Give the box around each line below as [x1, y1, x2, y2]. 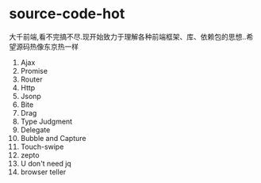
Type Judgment [20, 116, 73, 126]
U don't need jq [20, 158, 72, 168]
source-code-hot [9, 5, 125, 23]
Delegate [20, 124, 51, 135]
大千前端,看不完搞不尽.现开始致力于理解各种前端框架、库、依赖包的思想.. [9, 32, 247, 41]
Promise [20, 66, 48, 75]
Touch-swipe [20, 142, 64, 151]
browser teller [20, 167, 67, 177]
